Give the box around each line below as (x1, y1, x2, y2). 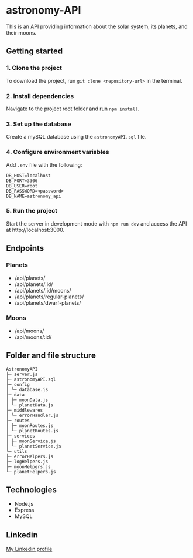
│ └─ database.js (6, 386, 49, 392)
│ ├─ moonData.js (6, 397, 49, 403)
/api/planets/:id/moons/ (14, 287, 71, 294)
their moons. (6, 29, 37, 36)
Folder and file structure (6, 351, 96, 361)
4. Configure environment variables (6, 148, 109, 156)
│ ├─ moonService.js (6, 438, 57, 444)
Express (14, 506, 35, 514)
